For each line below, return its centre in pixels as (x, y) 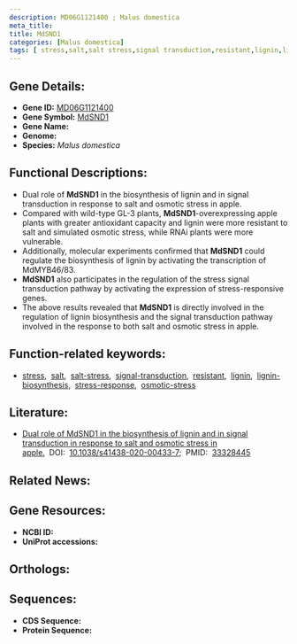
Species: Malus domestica (71, 145)
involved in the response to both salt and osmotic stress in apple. (140, 326)
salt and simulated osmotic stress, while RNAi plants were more (137, 232)
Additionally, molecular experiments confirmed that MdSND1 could (143, 251)
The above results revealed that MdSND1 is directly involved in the (143, 307)
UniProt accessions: (60, 541)
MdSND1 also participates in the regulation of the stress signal (136, 279)
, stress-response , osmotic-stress (132, 384)
